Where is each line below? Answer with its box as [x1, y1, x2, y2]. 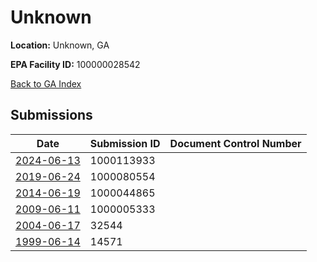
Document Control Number [169, 136, 302, 150]
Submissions [10, 107, 93, 124]
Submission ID [89, 136, 161, 150]
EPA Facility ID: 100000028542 [10, 58, 141, 70]
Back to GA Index [10, 77, 82, 90]
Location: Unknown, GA [10, 39, 110, 51]
